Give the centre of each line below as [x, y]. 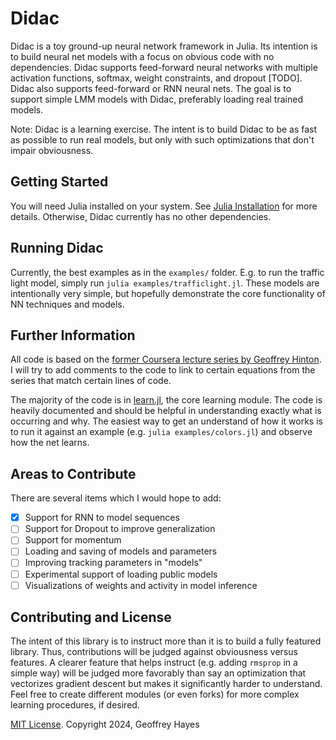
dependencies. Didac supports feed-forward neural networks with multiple [164, 67]
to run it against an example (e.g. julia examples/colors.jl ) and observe [161, 432]
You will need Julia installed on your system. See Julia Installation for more [164, 206]
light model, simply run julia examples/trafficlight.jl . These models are [165, 283]
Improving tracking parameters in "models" [113, 563]
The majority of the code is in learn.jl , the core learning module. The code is [166, 400]
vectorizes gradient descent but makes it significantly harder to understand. [166, 684]
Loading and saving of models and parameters [121, 551]
